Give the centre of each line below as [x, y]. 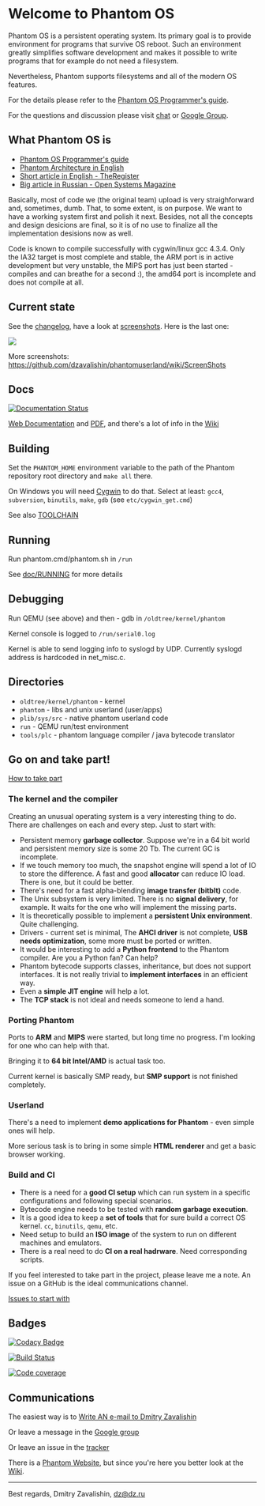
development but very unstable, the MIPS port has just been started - [121, 265]
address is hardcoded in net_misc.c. [67, 657]
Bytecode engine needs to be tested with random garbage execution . [134, 1209]
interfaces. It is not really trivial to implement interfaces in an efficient [134, 974]
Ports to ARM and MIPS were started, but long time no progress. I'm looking [132, 1037]
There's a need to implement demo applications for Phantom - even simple [131, 1123]
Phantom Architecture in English [72, 168]
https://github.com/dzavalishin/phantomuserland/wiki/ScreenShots [117, 364]
